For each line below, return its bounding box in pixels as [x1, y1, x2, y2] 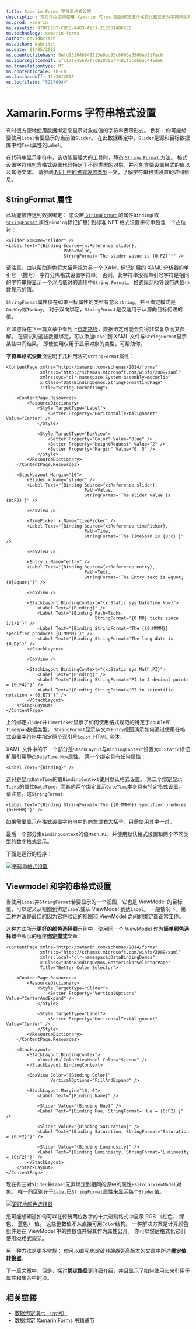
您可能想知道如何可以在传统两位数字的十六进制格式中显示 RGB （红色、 [6, 1212, 178, 1220]
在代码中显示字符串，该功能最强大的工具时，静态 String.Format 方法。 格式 [6, 153, 188, 161]
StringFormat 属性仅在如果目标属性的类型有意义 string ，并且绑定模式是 [6, 298, 176, 305]
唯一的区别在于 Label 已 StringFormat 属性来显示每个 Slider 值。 [17, 1188, 165, 1195]
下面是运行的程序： [6, 850, 52, 857]
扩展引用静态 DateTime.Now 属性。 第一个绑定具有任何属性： [6, 753, 146, 760]
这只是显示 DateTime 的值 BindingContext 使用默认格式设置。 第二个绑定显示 [6, 775, 183, 782]
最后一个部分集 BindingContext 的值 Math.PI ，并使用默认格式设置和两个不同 [6, 830, 184, 837]
